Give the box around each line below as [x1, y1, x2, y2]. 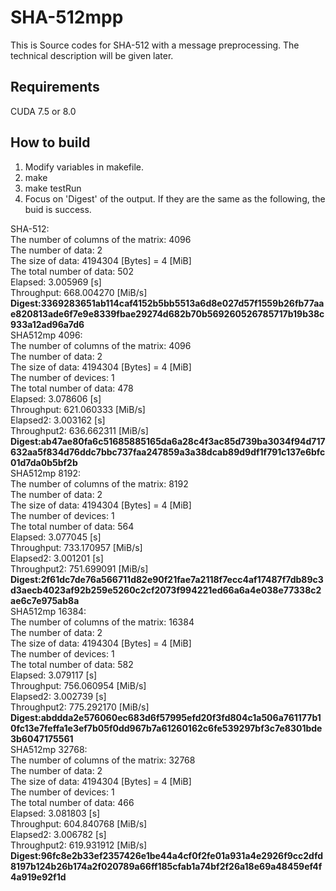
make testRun [24, 182, 82, 194]
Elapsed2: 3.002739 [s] [10, 690, 107, 702]
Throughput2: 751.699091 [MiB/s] [10, 562, 149, 575]
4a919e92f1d [10, 871, 67, 883]
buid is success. [24, 203, 92, 215]
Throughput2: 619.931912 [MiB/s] [10, 839, 148, 851]
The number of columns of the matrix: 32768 [10, 754, 196, 766]
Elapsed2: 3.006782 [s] [10, 828, 107, 840]
